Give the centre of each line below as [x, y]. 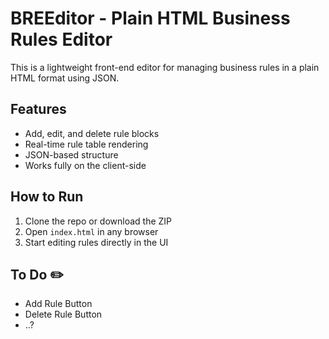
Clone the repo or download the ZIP [98, 221]
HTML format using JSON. [65, 78]
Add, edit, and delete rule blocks [92, 133]
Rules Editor [61, 39]
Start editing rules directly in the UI [96, 242]
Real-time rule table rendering [86, 144]
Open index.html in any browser [91, 231]
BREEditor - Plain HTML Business [150, 18]
